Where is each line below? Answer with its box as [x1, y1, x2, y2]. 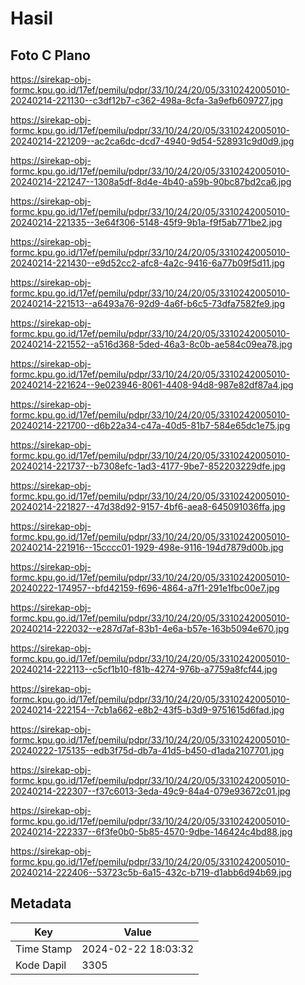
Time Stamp [15, 942, 73, 956]
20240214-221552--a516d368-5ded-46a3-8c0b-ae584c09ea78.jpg [10, 338, 293, 350]
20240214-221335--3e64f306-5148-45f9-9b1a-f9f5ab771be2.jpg [10, 217, 283, 228]
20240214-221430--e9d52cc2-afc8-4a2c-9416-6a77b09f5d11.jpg [10, 257, 285, 269]
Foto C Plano [10, 47, 91, 64]
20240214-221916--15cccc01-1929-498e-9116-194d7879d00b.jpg [10, 542, 284, 553]
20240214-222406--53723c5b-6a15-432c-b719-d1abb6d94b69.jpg [10, 867, 292, 878]
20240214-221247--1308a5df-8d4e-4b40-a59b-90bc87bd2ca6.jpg [10, 176, 292, 187]
